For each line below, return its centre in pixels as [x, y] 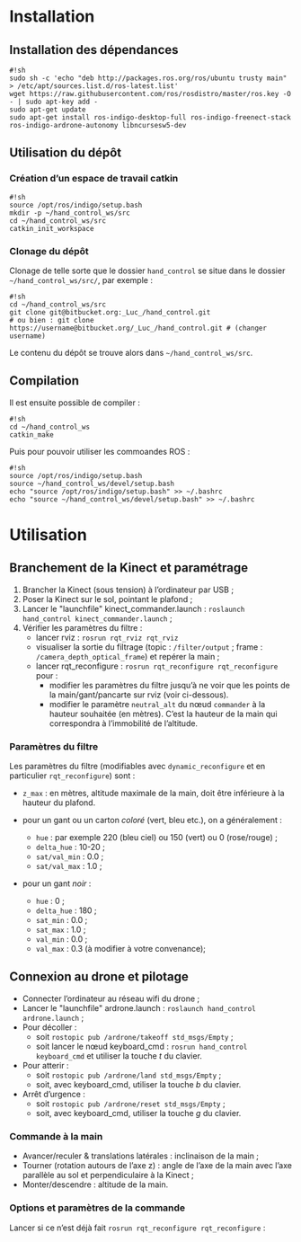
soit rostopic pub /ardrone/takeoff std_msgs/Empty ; [134, 1036]
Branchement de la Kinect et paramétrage [129, 568]
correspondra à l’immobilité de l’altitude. [124, 723]
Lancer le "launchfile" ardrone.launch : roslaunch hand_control [139, 1007]
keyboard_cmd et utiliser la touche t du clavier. [119, 1056]
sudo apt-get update [48, 110]
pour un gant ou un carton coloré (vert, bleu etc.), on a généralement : [152, 821]
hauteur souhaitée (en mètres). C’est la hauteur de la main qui [163, 714]
